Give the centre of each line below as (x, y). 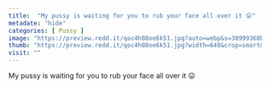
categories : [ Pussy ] (46, 30)
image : (19, 38)
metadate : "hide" (37, 23)
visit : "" (25, 53)
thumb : (19, 46)
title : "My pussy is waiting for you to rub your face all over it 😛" (132, 16)
